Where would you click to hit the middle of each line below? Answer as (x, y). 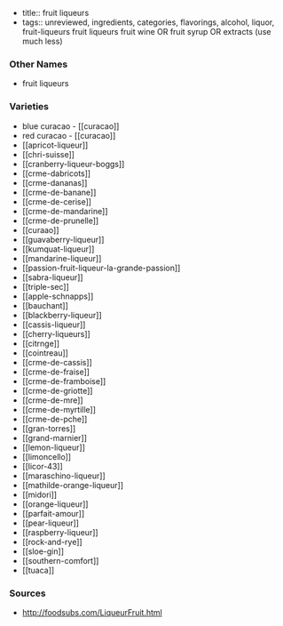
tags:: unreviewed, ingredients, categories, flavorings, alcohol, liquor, (148, 22)
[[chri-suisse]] (48, 154)
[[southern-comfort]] (60, 560)
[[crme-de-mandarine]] (65, 211)
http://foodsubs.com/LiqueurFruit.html (92, 612)
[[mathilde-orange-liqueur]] (73, 485)
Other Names (39, 64)
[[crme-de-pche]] (55, 419)
